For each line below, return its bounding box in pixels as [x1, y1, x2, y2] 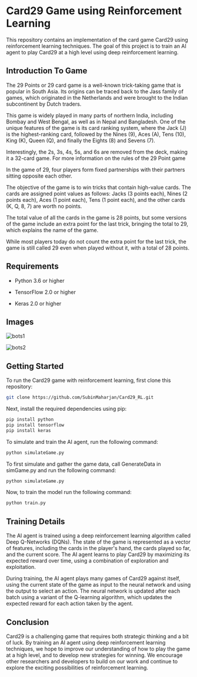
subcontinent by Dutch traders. [6, 100, 82, 107]
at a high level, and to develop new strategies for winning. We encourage [6, 651, 183, 659]
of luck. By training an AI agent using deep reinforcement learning [6, 639, 166, 646]
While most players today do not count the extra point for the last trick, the [6, 238, 186, 245]
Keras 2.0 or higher [14, 300, 62, 307]
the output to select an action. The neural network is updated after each [6, 587, 181, 594]
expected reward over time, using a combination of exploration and [6, 557, 169, 564]
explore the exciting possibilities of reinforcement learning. [6, 664, 149, 671]
